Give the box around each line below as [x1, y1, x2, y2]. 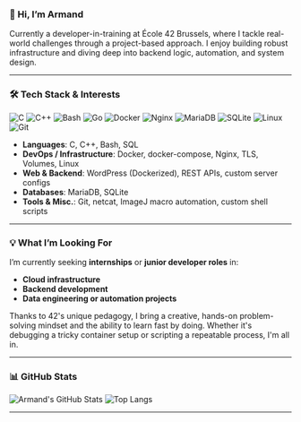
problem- [239, 310, 274, 321]
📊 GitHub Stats [9, 370, 78, 383]
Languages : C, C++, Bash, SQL [21, 139, 139, 150]
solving [9, 320, 37, 331]
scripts [21, 205, 48, 216]
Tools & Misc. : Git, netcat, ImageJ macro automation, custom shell [21, 196, 269, 207]
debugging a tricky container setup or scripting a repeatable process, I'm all [9, 329, 289, 340]
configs [21, 177, 51, 187]
